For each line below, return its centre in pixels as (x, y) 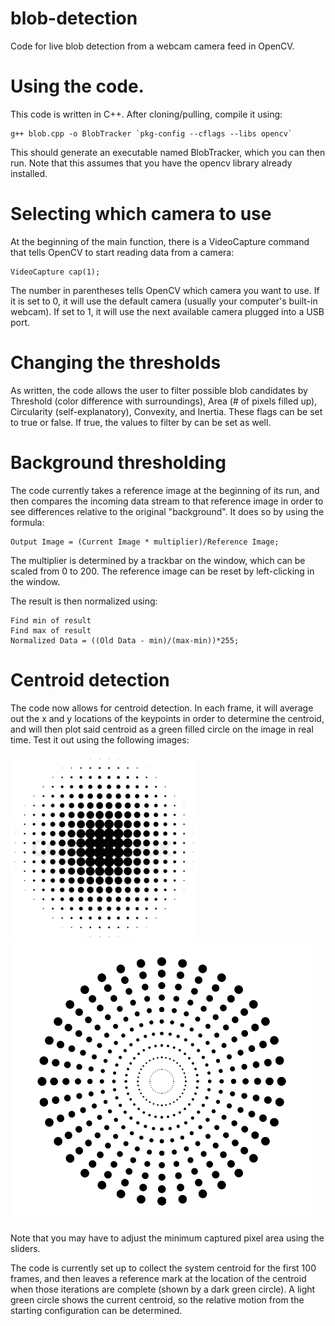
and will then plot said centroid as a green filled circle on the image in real (162, 729)
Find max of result (51, 630)
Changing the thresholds (116, 363)
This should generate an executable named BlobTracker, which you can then (168, 152)
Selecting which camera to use (141, 214)
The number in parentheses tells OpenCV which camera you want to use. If (165, 290)
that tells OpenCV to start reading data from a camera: (122, 252)
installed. (29, 173)
